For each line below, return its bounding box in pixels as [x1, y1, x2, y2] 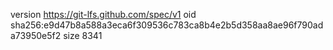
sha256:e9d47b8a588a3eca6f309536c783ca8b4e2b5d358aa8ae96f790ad [10, 19, 324, 31]
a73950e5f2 [10, 30, 62, 41]
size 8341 [63, 30, 103, 41]
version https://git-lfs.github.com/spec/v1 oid [10, 9, 197, 20]
